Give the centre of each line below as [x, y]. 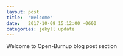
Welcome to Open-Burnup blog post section [62, 46]
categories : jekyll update [40, 29]
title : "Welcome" [30, 18]
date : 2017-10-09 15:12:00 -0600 [51, 23]
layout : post [23, 12]
